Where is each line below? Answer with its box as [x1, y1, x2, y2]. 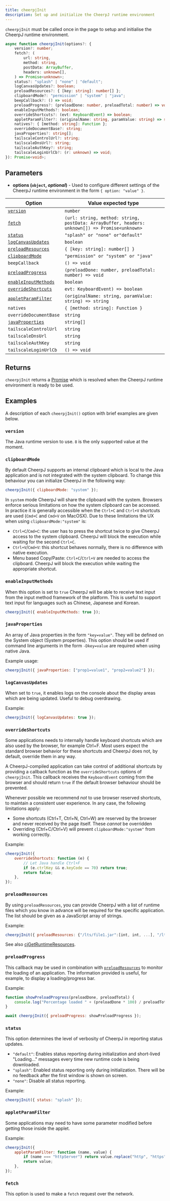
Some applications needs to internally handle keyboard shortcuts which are [5, 737, 162, 743]
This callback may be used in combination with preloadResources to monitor [5, 964, 163, 970]
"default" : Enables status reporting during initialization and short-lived [12, 1051, 160, 1057]
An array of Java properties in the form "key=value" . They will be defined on [5, 632, 164, 638]
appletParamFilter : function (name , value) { [14, 1150, 112, 1155]
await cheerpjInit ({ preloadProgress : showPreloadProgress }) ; [5, 1014, 142, 1019]
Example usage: [5, 658, 39, 664]
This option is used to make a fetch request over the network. [5, 1191, 134, 1197]
